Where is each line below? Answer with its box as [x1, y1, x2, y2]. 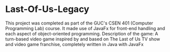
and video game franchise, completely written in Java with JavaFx [5, 41, 144, 47]
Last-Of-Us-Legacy [5, 3, 90, 15]
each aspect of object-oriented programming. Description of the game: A [5, 30, 158, 36]
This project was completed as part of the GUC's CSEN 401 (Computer [5, 20, 153, 26]
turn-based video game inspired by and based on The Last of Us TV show [5, 36, 160, 42]
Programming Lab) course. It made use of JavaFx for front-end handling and [5, 25, 165, 31]
